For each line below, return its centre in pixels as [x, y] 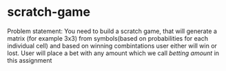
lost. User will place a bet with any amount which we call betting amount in [113, 53]
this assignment [30, 60]
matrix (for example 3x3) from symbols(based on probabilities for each [108, 38]
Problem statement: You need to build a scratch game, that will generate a [112, 31]
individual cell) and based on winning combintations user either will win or [112, 45]
